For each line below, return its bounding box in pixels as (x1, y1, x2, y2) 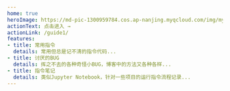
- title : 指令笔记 (7, 67, 56, 74)
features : (7, 36, 36, 42)
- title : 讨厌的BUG (7, 55, 60, 62)
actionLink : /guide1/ (7, 29, 69, 36)
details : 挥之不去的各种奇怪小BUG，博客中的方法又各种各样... (13, 61, 172, 68)
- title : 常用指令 (7, 42, 56, 49)
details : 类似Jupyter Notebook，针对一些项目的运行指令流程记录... (13, 73, 191, 81)
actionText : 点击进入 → (7, 23, 71, 29)
